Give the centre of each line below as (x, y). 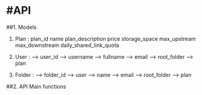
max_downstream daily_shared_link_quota (67, 45)
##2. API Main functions (36, 86)
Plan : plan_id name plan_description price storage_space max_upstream (105, 38)
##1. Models (21, 27)
